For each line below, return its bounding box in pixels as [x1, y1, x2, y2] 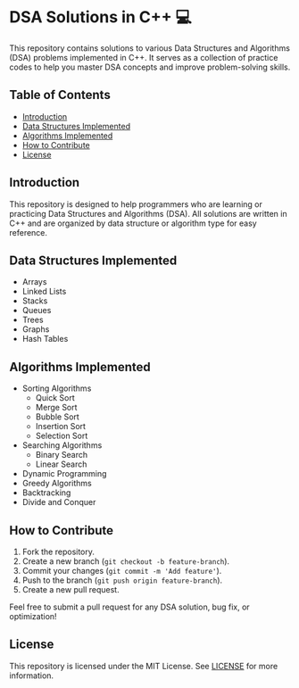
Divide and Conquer [21, 497, 96, 508]
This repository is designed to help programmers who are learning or [9, 198, 263, 210]
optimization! [9, 611, 57, 621]
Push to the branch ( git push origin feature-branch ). [21, 575, 223, 585]
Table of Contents [9, 87, 112, 103]
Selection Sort [35, 430, 88, 442]
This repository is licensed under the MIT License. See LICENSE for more [9, 660, 278, 671]
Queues [21, 305, 52, 316]
